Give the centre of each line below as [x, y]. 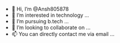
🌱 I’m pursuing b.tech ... [40, 21]
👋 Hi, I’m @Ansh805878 [40, 9]
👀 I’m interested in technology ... [50, 15]
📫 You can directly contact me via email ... [63, 34]
